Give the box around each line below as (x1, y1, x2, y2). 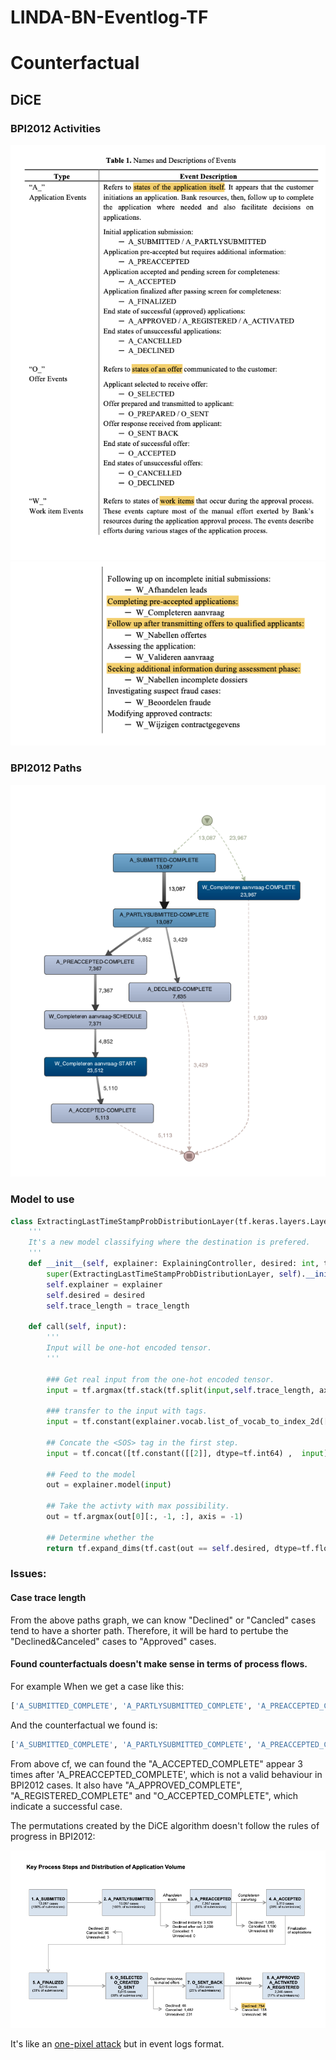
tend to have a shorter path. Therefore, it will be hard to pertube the (10, 1624, 289, 1636)
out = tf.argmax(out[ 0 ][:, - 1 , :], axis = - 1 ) (46, 1512, 244, 1522)
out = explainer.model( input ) (46, 1480, 172, 1490)
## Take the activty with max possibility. (46, 1501, 230, 1511)
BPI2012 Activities (10, 121, 102, 135)
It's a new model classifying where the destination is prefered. (28, 1237, 311, 1248)
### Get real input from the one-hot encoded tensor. (46, 1374, 275, 1385)
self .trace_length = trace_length (46, 1301, 190, 1311)
